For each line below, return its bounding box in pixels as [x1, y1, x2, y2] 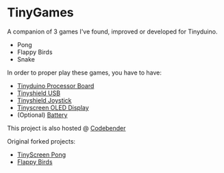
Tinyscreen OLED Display [16, 103, 89, 111]
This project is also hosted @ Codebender [7, 124, 126, 132]
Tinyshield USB [16, 89, 60, 97]
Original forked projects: [7, 137, 76, 145]
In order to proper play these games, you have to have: [7, 68, 162, 77]
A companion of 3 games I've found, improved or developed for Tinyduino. [7, 27, 218, 36]
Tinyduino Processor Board [16, 81, 95, 90]
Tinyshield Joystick [16, 96, 72, 104]
